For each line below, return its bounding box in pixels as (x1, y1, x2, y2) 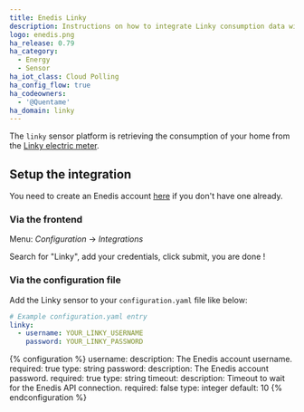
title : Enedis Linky (9, 13, 88, 23)
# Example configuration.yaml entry (9, 311, 147, 321)
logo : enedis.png (9, 30, 75, 39)
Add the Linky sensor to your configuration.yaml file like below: (9, 294, 248, 305)
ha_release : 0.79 (9, 38, 75, 48)
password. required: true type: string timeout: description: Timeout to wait (9, 373, 285, 384)
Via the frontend (9, 213, 83, 225)
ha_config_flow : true (9, 81, 91, 90)
